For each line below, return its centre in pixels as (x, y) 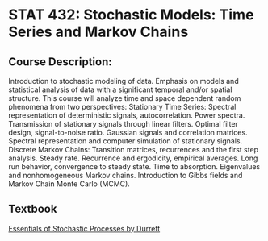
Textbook (33, 209)
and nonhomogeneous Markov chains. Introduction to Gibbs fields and (126, 175)
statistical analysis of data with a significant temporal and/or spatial (120, 89)
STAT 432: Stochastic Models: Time (131, 15)
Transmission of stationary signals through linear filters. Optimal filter (123, 124)
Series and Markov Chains (98, 32)
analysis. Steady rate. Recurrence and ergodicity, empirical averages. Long (133, 158)
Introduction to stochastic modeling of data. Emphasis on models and (124, 81)
